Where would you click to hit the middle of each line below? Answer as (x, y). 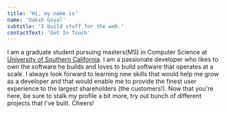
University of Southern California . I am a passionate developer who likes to (113, 60)
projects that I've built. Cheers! (51, 103)
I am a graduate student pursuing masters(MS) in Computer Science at (107, 52)
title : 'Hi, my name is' (43, 13)
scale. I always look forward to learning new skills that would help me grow (113, 74)
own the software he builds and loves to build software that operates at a (110, 67)
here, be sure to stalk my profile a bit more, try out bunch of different (104, 96)
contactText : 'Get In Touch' (49, 33)
